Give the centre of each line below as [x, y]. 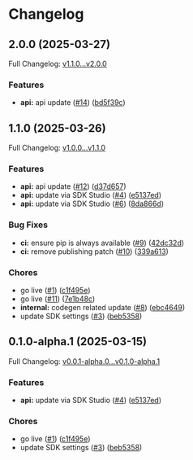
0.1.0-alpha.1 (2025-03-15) [78, 342]
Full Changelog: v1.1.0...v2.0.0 [58, 64]
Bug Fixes [28, 225]
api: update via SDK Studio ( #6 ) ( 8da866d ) [92, 204]
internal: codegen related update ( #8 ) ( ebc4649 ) [103, 307]
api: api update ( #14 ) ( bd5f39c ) [73, 103]
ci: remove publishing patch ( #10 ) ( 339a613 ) [94, 251]
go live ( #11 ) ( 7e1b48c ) [58, 299]
